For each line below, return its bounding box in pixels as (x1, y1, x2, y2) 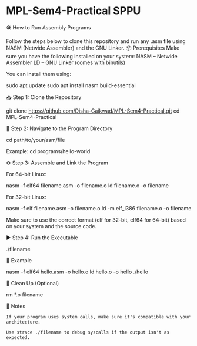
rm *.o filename (6, 291, 43, 298)
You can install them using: (6, 70, 72, 77)
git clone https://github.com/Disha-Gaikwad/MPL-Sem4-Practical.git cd (6, 107, 180, 114)
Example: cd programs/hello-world (6, 147, 91, 154)
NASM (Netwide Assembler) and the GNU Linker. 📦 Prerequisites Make (6, 44, 180, 51)
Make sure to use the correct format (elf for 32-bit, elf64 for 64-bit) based (6, 216, 186, 223)
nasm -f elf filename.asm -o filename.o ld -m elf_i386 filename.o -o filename (6, 205, 192, 212)
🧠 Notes (6, 302, 26, 309)
